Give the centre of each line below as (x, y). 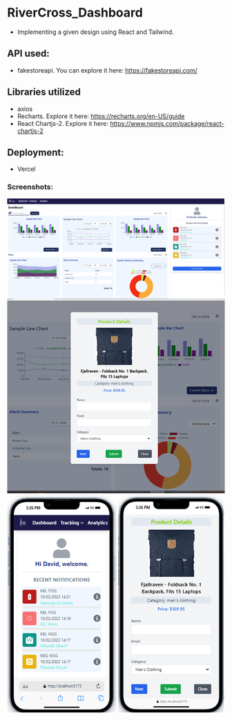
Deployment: (36, 153)
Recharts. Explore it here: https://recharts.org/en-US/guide (101, 116)
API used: (28, 54)
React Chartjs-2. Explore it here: (63, 123)
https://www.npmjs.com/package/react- (167, 123)
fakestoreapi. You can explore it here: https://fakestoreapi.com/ (107, 70)
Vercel (26, 169)
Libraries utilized (44, 92)
